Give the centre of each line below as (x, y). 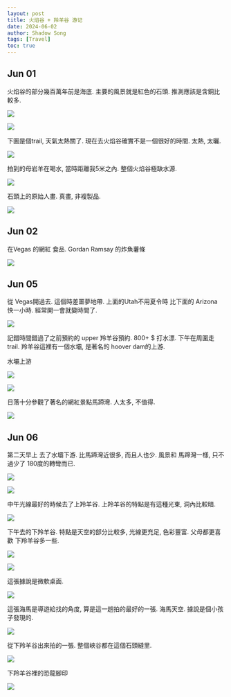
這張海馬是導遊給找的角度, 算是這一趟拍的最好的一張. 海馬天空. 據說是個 (109, 609)
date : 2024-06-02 (32, 26)
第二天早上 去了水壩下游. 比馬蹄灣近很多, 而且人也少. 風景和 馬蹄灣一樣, (109, 455)
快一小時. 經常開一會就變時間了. (53, 310)
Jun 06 (23, 437)
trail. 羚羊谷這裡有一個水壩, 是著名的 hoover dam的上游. (86, 346)
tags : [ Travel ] (29, 39)
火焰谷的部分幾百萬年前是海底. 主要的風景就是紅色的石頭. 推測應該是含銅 (111, 91)
